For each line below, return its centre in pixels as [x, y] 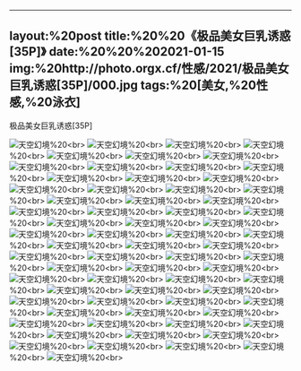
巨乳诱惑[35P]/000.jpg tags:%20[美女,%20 [133, 86]
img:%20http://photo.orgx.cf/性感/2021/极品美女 [149, 69]
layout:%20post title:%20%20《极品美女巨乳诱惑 [150, 36]
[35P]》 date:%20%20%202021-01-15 [117, 52]
